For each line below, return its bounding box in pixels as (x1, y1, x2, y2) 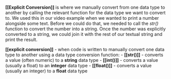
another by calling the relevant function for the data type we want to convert (5, 10, 166, 16)
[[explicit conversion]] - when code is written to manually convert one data (5, 47, 165, 52)
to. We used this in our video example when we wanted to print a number (5, 15, 159, 21)
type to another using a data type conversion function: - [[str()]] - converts (5, 52, 163, 58)
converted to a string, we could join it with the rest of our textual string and (5, 31, 162, 37)
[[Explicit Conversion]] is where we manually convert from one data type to (5, 5, 165, 10)
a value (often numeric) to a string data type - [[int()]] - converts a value (5, 57, 158, 63)
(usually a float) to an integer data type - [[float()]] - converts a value (5, 63, 152, 68)
